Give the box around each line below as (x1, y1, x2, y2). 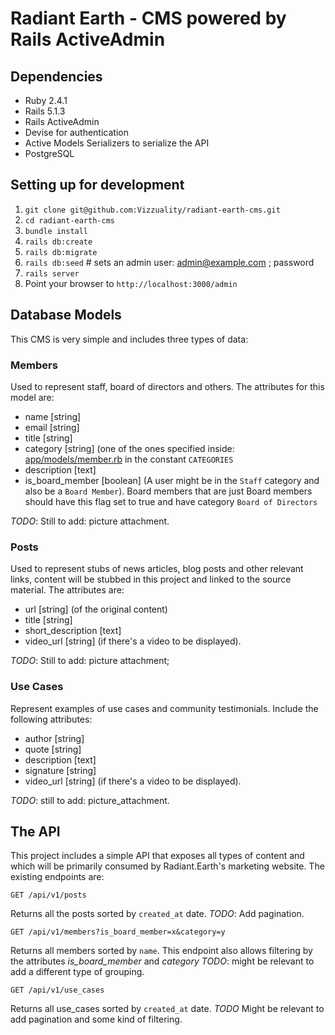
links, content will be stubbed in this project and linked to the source (10, 573, 292, 586)
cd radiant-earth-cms (24, 215, 115, 226)
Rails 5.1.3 (24, 105, 66, 117)
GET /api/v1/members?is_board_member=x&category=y (10, 927, 226, 937)
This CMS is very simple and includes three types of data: (10, 333, 249, 345)
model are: (10, 391, 55, 403)
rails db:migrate (24, 247, 98, 257)
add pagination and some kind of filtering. (10, 1013, 183, 1026)
